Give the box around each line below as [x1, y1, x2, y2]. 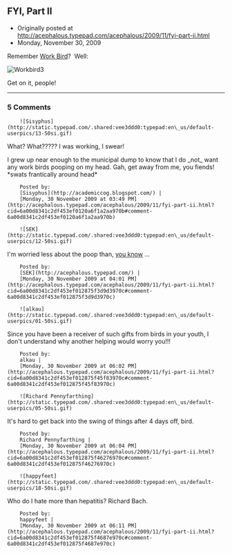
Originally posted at [17, 23, 73, 32]
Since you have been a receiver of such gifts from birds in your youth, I [7, 330, 209, 338]
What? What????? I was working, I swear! [7, 142, 124, 151]
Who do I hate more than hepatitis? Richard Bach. [7, 497, 148, 505]
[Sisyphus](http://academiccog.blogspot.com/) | [19, 190, 162, 197]
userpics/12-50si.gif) [7, 238, 72, 245]
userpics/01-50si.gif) [7, 318, 72, 325]
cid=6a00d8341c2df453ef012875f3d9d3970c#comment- [7, 288, 153, 295]
